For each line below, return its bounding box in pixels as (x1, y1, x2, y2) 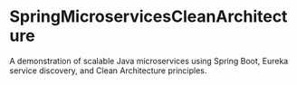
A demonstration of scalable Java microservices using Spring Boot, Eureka (9, 55, 289, 66)
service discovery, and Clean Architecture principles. (9, 65, 207, 76)
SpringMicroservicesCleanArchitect (9, 6, 288, 27)
